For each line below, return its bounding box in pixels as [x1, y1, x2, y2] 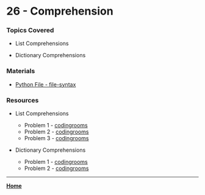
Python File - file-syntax [15, 80, 76, 88]
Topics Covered [6, 26, 54, 35]
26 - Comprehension [6, 4, 114, 18]
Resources [6, 96, 39, 104]
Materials [6, 67, 35, 76]
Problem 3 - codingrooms [24, 135, 89, 142]
